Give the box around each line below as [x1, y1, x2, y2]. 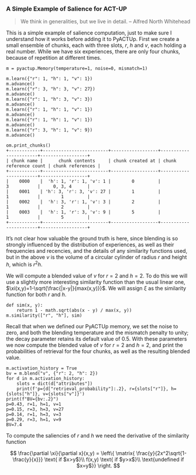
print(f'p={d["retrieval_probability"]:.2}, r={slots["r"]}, [16, 386, 169, 392]
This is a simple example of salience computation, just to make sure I [6, 29, 172, 36]
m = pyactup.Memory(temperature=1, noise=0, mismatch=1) [6, 66, 148, 72]
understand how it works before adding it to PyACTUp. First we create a [6, 36, 180, 43]
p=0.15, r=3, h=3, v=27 [6, 406, 64, 412]
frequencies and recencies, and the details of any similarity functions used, [6, 247, 188, 255]
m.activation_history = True [6, 365, 77, 371]
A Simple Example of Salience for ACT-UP [6, 5, 128, 13]
